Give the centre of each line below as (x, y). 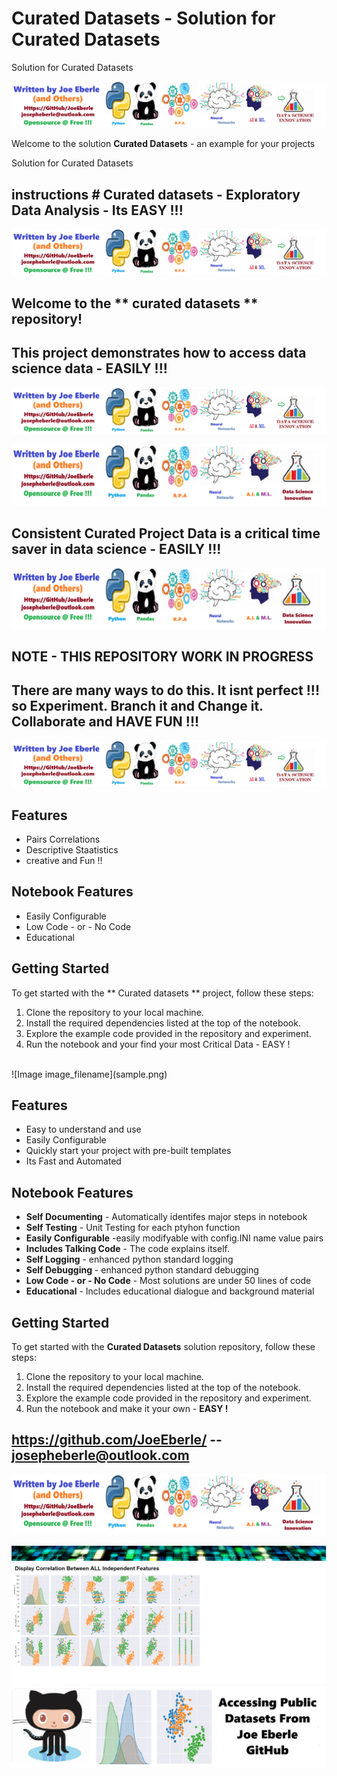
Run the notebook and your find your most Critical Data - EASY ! (158, 1044)
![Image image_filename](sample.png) (89, 1074)
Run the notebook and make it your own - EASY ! (127, 1408)
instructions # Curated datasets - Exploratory (156, 194)
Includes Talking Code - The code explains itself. (127, 1249)
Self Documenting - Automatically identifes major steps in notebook (166, 1217)
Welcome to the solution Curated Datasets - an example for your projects (163, 144)
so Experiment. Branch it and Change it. (137, 706)
